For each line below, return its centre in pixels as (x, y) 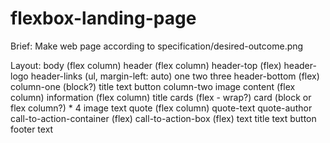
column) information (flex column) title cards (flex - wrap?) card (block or (161, 97)
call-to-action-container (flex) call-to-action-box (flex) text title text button (163, 118)
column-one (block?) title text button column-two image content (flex (153, 86)
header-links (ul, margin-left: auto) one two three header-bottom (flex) (175, 76)
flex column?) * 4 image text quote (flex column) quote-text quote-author (161, 108)
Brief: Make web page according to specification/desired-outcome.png (157, 46)
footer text (32, 129)
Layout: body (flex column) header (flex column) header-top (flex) (146, 65)
